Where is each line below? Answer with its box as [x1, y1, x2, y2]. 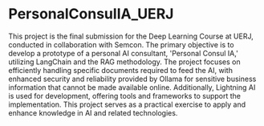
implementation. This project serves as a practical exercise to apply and [8, 100, 246, 109]
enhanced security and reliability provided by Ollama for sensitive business [8, 74, 257, 83]
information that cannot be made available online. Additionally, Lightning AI [8, 82, 256, 92]
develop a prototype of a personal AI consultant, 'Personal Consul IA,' [8, 48, 238, 58]
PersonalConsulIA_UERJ [8, 5, 174, 23]
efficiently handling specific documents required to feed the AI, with [8, 65, 233, 75]
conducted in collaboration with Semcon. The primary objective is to [8, 39, 234, 49]
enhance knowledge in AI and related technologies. [8, 108, 178, 117]
